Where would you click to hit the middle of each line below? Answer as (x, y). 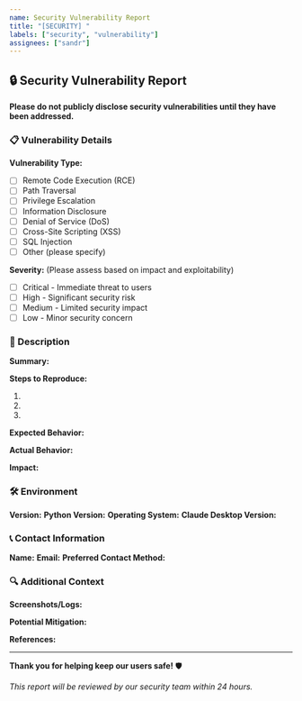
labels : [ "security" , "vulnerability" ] (84, 34)
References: (33, 640)
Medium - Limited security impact (85, 307)
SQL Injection (47, 241)
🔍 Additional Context (57, 581)
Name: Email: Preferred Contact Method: (88, 558)
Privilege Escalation (59, 201)
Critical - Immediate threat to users (87, 287)
